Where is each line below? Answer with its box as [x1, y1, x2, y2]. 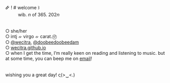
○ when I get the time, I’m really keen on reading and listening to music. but [5, 50, 165, 56]
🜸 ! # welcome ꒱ [5, 5, 40, 10]
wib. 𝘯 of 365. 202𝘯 [17, 12, 60, 17]
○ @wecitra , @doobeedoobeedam [5, 39, 79, 45]
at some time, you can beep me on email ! [5, 55, 92, 61]
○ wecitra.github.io [5, 45, 46, 51]
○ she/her [5, 28, 27, 34]
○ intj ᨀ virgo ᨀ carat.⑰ [5, 33, 57, 39]
